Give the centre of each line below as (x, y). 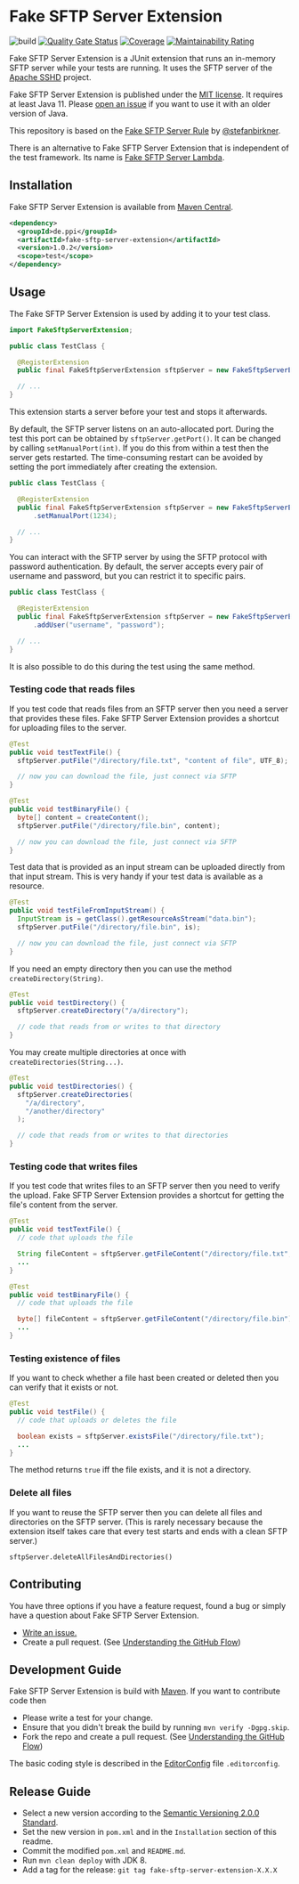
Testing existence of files (65, 1358)
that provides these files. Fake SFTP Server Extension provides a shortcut (144, 718)
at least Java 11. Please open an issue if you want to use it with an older (140, 103)
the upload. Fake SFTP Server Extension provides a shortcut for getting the (147, 1196)
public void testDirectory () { (67, 1003)
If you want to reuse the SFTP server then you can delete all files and (136, 1512)
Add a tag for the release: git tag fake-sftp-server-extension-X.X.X (149, 1870)
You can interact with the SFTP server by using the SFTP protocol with (138, 557)
